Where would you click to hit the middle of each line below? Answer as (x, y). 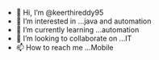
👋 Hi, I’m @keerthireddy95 (60, 13)
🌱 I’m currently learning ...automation (77, 30)
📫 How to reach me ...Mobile (65, 47)
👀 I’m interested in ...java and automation (84, 21)
